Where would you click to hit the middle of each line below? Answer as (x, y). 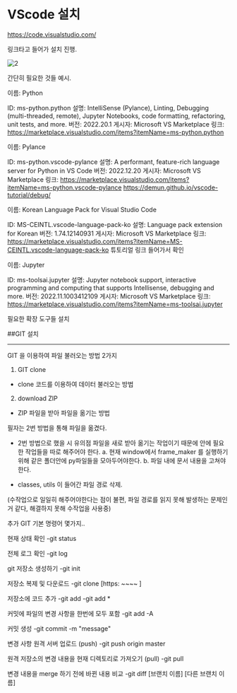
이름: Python (25, 93)
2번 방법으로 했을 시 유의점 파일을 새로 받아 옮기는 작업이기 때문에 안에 (114, 443)
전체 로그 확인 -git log (38, 553)
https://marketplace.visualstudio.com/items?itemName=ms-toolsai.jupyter (115, 304)
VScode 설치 (44, 14)
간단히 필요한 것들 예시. (39, 78)
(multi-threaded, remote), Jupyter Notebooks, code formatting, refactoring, (116, 116)
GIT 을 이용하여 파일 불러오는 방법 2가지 (62, 355)
